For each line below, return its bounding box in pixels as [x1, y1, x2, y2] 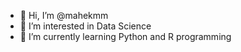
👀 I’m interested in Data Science [19, 20, 152, 32]
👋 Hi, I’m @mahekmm [19, 10, 109, 21]
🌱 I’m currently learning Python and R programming [19, 31, 232, 42]
